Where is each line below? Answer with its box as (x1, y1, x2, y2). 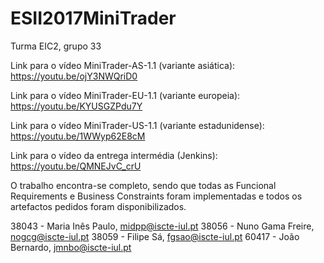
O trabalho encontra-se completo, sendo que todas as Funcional (10, 179, 277, 191)
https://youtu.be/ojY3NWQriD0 (10, 70, 138, 82)
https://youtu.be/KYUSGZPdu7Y (10, 100, 143, 112)
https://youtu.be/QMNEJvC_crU (10, 160, 142, 172)
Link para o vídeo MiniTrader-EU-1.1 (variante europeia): (10, 89, 241, 101)
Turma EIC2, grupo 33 (10, 40, 102, 52)
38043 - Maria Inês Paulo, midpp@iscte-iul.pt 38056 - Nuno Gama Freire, (10, 220, 315, 232)
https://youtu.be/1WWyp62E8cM (10, 130, 146, 142)
